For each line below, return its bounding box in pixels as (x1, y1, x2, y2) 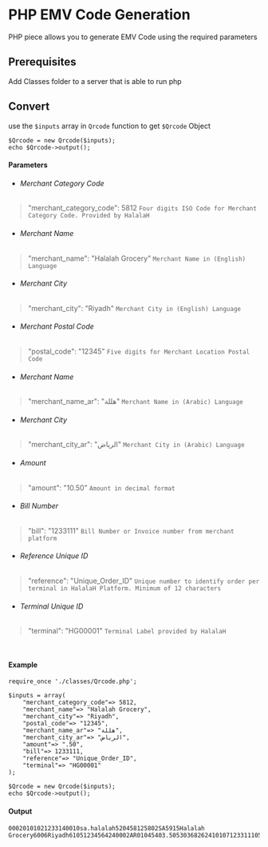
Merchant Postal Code (19, 322, 94, 331)
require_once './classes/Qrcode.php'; (8, 677, 137, 685)
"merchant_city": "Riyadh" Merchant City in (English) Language (27, 303, 242, 313)
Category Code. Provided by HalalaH (27, 212, 150, 220)
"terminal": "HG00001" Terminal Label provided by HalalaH (27, 626, 227, 636)
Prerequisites (8, 55, 77, 69)
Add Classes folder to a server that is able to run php (8, 76, 182, 86)
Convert (8, 100, 50, 114)
